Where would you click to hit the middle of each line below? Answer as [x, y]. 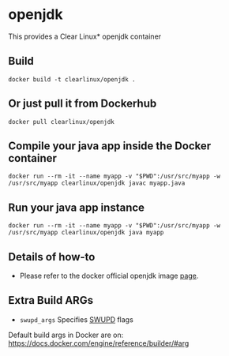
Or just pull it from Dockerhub [83, 104]
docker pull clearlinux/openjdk [61, 122]
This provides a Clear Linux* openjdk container [85, 36]
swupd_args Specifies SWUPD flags [77, 319]
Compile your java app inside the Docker [110, 146]
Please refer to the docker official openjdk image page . [109, 275]
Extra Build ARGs [51, 300]
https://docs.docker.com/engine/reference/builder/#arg [99, 343]
